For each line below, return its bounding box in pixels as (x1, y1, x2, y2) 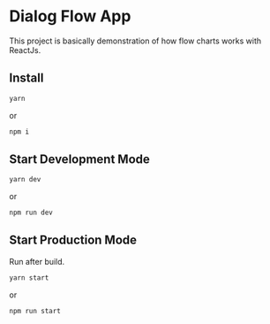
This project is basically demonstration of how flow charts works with (9, 35, 262, 46)
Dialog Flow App (9, 6, 131, 27)
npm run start (9, 306, 62, 315)
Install (9, 71, 44, 86)
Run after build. (9, 256, 65, 266)
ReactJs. (9, 44, 41, 55)
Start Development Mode (9, 151, 150, 166)
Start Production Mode (9, 233, 138, 248)
